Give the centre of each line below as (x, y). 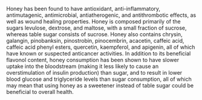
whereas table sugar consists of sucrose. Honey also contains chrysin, (94, 34)
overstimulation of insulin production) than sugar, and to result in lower (94, 73)
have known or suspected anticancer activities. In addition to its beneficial (99, 53)
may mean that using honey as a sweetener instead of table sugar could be (100, 86)
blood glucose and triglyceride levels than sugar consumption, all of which (99, 79)
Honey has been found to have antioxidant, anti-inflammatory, (83, 9)
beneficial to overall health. (40, 92)
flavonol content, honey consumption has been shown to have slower (93, 60)
